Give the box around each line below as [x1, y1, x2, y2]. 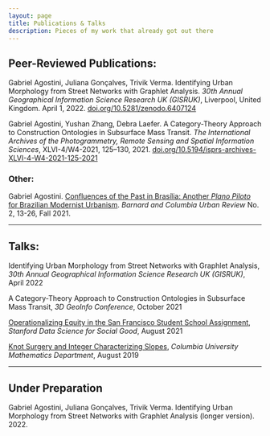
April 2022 [8, 278, 43, 288]
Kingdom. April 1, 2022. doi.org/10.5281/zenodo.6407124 [8, 104, 197, 113]
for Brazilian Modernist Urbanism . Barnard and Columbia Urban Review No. [8, 200, 260, 210]
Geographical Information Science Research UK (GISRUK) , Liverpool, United [8, 95, 261, 105]
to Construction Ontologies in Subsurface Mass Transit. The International [8, 128, 251, 138]
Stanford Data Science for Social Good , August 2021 [8, 327, 183, 336]
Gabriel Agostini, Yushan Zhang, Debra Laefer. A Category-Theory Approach [8, 119, 262, 129]
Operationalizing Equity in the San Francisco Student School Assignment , [8, 318, 251, 327]
